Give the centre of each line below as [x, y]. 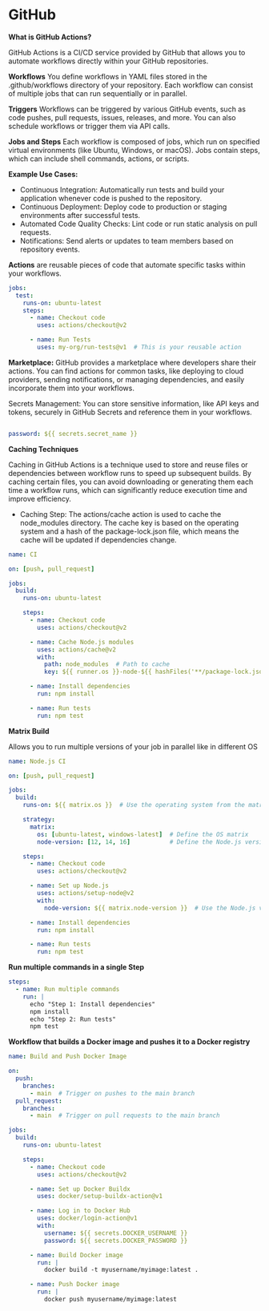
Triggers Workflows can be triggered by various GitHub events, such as [127, 109]
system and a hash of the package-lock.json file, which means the [129, 531]
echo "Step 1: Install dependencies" [92, 1004]
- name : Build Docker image [76, 1255]
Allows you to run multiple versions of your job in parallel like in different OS [133, 746]
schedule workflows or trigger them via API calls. [89, 126]
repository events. [50, 249]
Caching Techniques [43, 449]
